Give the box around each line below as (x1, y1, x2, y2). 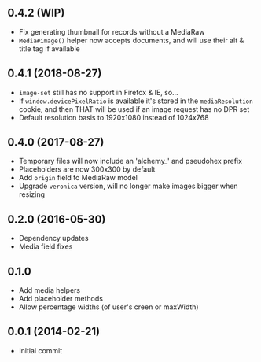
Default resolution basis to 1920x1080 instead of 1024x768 (18, 113, 209, 122)
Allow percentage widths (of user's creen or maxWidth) (18, 302, 199, 312)
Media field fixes (18, 242, 73, 251)
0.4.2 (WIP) (7, 6, 65, 20)
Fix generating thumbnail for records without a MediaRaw (18, 27, 205, 36)
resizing (18, 190, 45, 199)
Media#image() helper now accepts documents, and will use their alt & (18, 35, 244, 45)
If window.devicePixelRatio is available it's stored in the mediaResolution (18, 96, 253, 105)
